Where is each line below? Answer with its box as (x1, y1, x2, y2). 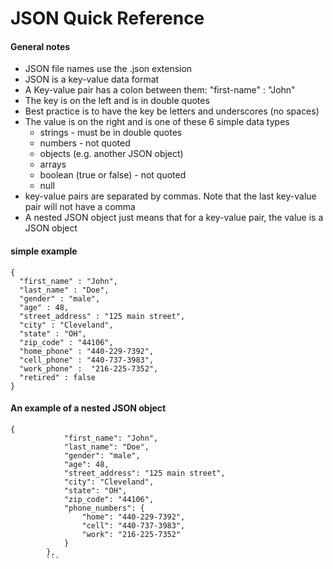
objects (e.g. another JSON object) (39, 148, 184, 160)
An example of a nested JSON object (10, 402, 167, 414)
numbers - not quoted (39, 137, 131, 149)
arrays (39, 158, 67, 171)
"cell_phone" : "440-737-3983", (19, 355, 155, 365)
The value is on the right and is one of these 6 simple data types (24, 116, 290, 128)
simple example (10, 245, 78, 257)
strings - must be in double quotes (39, 127, 183, 139)
